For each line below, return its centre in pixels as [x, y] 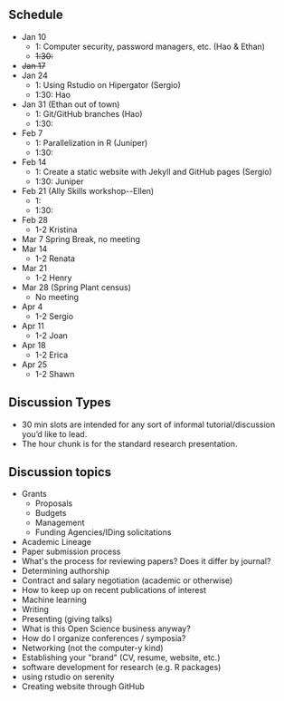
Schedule [36, 15]
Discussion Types [60, 403]
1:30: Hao [53, 94]
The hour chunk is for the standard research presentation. [129, 443]
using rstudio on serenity [68, 677]
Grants [34, 494]
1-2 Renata [55, 258]
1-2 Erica [52, 355]
